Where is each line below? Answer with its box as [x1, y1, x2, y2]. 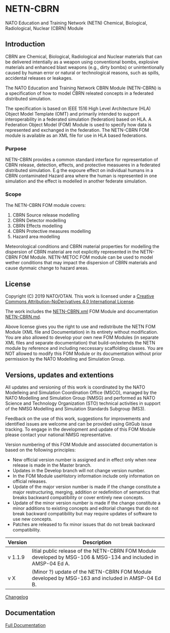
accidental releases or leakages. [5, 75, 73, 81]
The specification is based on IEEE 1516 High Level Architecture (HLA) [5, 105, 151, 112]
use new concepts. [12, 516, 53, 522]
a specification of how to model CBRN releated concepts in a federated [5, 90, 154, 96]
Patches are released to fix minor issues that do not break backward [12, 521, 155, 527]
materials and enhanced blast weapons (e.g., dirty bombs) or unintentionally [5, 64, 164, 70]
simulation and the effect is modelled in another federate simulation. [5, 178, 147, 184]
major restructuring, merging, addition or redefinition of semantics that [12, 489, 160, 495]
